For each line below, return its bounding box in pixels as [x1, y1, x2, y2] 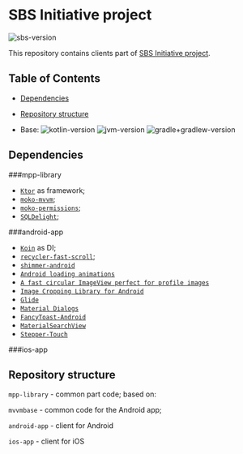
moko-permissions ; [19, 203, 81, 212]
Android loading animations [19, 270, 115, 278]
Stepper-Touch [19, 330, 68, 338]
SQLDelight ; [19, 211, 59, 221]
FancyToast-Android [19, 313, 87, 321]
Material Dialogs [19, 304, 79, 313]
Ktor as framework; [19, 185, 86, 195]
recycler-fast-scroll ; [19, 251, 96, 261]
